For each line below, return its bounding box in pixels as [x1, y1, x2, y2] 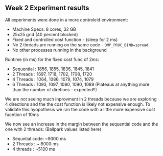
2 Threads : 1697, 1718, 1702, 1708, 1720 [12, 71, 92, 77]
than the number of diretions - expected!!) [12, 86, 97, 92]
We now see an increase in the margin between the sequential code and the [5, 121, 158, 127]
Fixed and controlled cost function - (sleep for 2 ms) [12, 37, 118, 42]
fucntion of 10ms [5, 112, 39, 117]
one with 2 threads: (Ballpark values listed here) [5, 126, 102, 132]
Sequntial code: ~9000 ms [12, 136, 66, 141]
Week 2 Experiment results [5, 4, 90, 12]
